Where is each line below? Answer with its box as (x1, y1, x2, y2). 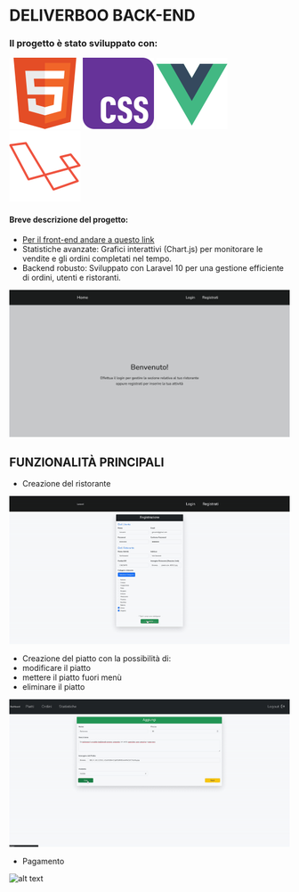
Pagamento (21, 855, 65, 866)
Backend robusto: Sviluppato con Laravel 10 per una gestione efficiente (21, 262, 285, 273)
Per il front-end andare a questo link (21, 233, 155, 245)
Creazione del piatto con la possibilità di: (21, 653, 172, 664)
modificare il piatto (21, 663, 92, 674)
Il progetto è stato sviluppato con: (9, 37, 158, 50)
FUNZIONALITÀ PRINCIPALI (9, 454, 165, 470)
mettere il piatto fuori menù (21, 672, 123, 683)
